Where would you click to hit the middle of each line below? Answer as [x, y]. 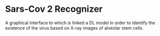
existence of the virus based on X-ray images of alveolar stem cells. [74, 28]
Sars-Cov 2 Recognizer [54, 9]
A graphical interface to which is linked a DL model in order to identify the [80, 23]
